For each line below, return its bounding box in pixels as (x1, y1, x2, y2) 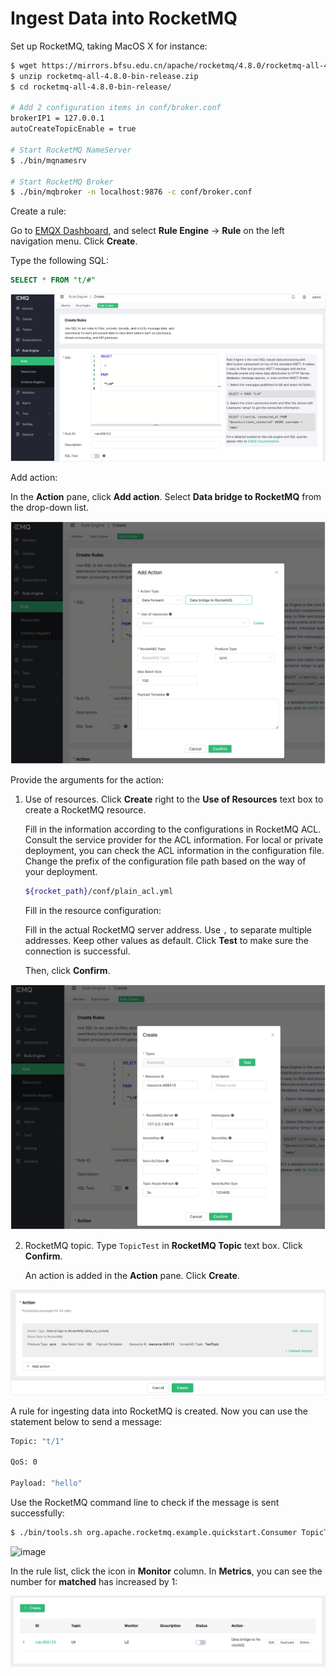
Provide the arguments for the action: (10, 774, 165, 786)
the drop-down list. (10, 502, 90, 514)
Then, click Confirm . (24, 964, 111, 976)
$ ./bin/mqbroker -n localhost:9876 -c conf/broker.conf (10, 187, 253, 197)
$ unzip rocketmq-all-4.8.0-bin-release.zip (10, 71, 199, 81)
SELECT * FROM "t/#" (10, 275, 97, 286)
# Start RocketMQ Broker (10, 177, 114, 187)
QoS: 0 (10, 1457, 38, 1467)
